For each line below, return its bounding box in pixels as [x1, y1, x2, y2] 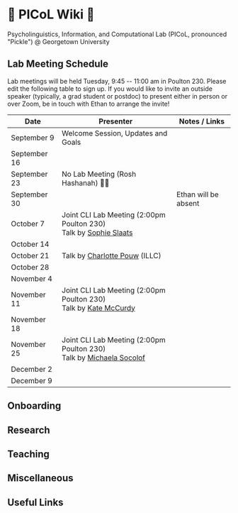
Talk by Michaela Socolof [61, 353, 146, 363]
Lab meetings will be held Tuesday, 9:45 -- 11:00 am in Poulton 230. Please [7, 77, 227, 85]
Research [7, 424, 51, 436]
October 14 [11, 239, 50, 249]
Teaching [7, 448, 50, 460]
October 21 [11, 250, 50, 260]
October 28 [11, 262, 50, 272]
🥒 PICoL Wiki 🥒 [7, 6, 95, 23]
